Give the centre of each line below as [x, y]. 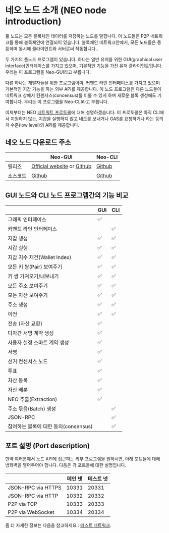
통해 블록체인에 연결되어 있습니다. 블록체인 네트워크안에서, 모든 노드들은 [85, 42]
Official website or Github [61, 166]
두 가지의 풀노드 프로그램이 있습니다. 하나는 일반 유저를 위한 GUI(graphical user [84, 59]
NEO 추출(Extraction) [33, 399]
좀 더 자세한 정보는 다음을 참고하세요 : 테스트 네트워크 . [58, 525]
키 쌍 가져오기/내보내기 [33, 276]
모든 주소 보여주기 [28, 286]
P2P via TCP [23, 504]
